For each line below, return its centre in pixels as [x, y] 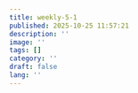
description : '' [39, 34]
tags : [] [25, 50]
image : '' [28, 42]
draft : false [33, 67]
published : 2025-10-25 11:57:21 [69, 26]
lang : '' [25, 75]
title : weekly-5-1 [43, 17]
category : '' [33, 58]
